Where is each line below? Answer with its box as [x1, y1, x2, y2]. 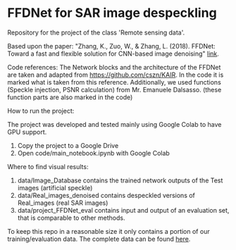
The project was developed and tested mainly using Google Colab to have [7, 120, 222, 128]
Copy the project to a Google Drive [17, 141, 119, 149]
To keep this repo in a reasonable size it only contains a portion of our [7, 227, 210, 235]
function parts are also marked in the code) [7, 93, 133, 101]
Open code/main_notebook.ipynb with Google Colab [17, 149, 170, 157]
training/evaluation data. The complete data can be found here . [7, 235, 191, 243]
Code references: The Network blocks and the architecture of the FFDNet [7, 63, 221, 71]
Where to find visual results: [7, 162, 89, 170]
